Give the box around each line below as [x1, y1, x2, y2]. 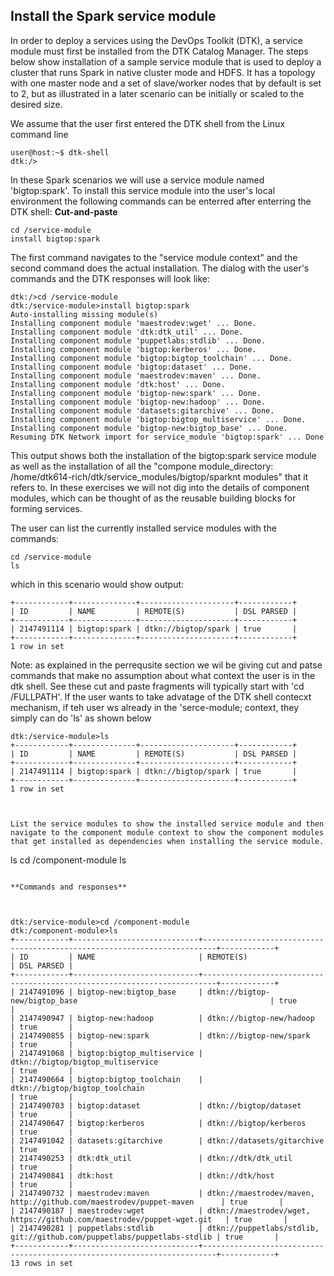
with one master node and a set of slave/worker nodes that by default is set [10, 77, 322, 89]
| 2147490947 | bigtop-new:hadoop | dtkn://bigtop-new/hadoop [10, 1013, 315, 1023]
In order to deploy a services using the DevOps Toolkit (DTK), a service [10, 34, 303, 46]
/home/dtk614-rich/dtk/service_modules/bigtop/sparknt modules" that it [10, 470, 309, 483]
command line [10, 128, 69, 140]
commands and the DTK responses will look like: [10, 272, 211, 284]
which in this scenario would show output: [10, 578, 185, 590]
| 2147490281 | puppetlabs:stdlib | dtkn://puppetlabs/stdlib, [10, 1223, 320, 1233]
